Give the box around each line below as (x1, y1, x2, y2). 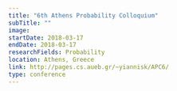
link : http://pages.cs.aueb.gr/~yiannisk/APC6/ (8, 63, 170, 71)
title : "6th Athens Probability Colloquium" (8, 11, 159, 20)
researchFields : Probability (8, 48, 105, 56)
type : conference (8, 70, 66, 78)
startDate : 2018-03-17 (8, 33, 84, 42)
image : (8, 26, 30, 34)
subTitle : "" (8, 19, 52, 27)
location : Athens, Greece (8, 56, 94, 64)
